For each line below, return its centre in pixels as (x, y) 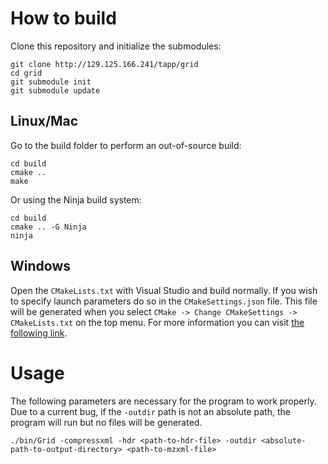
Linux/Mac (44, 121)
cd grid (26, 73)
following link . (39, 333)
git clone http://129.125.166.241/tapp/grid (104, 64)
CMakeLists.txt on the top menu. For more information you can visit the (157, 322)
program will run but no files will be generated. (106, 422)
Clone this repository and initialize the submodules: (116, 46)
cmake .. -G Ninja (48, 227)
